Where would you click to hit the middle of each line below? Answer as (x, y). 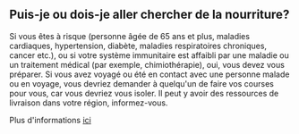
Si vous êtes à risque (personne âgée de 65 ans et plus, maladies (130, 36)
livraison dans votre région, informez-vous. (89, 103)
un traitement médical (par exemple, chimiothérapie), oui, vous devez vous (147, 64)
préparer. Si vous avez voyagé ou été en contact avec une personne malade (149, 74)
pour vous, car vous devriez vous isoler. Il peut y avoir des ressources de (144, 93)
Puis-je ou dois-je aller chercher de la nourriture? (149, 15)
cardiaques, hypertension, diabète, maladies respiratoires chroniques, (138, 46)
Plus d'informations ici (50, 120)
